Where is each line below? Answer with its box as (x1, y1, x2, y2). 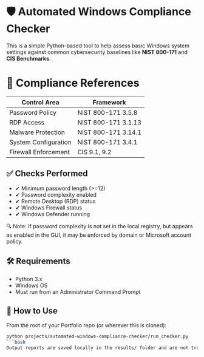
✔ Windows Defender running (15, 210, 90, 217)
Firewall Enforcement (9, 148, 70, 156)
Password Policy (9, 108, 56, 117)
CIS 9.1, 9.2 (77, 148, 112, 156)
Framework (92, 98, 126, 106)
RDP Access (9, 118, 44, 126)
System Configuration (9, 138, 72, 146)
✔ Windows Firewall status (15, 204, 83, 211)
